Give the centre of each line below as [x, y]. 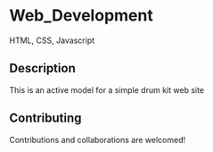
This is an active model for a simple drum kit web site [107, 89]
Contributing [45, 118]
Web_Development [81, 16]
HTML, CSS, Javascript [52, 40]
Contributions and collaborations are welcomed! [97, 139]
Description [42, 68]
